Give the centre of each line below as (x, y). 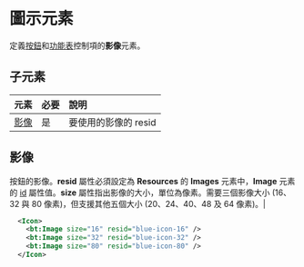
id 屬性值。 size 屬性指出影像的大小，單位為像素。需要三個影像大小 (145, 193)
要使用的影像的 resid (112, 122)
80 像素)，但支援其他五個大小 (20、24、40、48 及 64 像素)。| (149, 203)
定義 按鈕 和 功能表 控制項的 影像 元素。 (77, 45)
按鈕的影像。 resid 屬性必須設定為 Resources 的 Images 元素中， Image (143, 181)
